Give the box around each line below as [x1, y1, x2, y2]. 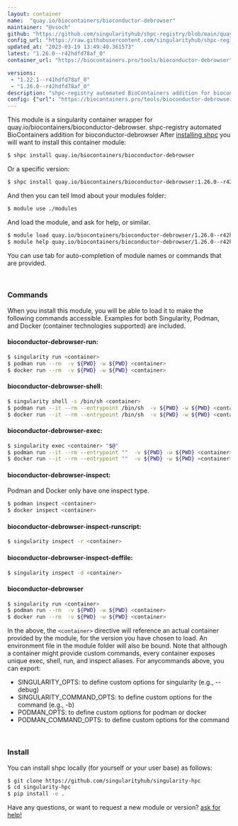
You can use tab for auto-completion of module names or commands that [7, 251, 222, 259]
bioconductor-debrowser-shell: [7, 382, 103, 391]
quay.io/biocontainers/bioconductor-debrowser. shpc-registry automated [7, 123, 222, 132]
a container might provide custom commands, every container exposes [7, 649, 215, 658]
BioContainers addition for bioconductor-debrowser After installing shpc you [7, 131, 231, 139]
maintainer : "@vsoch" [7, 23, 72, 31]
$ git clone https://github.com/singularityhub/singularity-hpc [7, 777, 201, 784]
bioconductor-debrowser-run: [7, 338, 99, 346]
